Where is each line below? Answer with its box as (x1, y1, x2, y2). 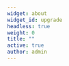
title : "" (7, 36, 36, 43)
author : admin (7, 49, 48, 56)
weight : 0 (7, 29, 36, 36)
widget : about (7, 10, 48, 17)
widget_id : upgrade (7, 16, 63, 23)
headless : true (7, 23, 51, 30)
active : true (7, 42, 44, 49)
